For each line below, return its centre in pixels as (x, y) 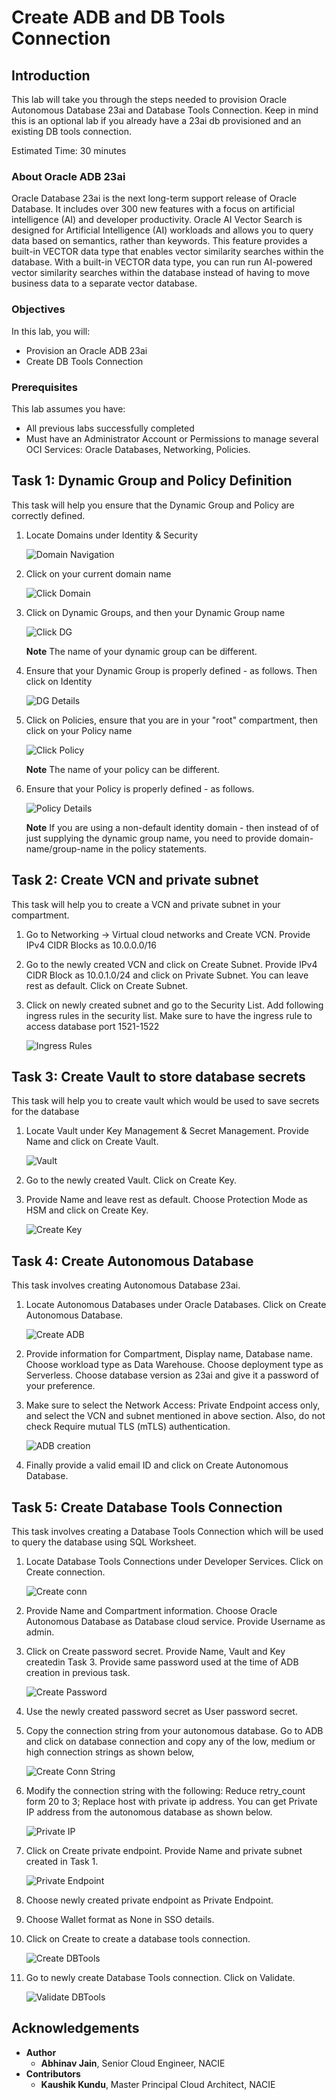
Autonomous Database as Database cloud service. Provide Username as (175, 1621)
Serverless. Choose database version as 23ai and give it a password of (172, 1375)
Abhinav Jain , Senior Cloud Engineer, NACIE (133, 2063)
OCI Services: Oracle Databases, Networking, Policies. (138, 449)
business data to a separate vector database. (104, 283)
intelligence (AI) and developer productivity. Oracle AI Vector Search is (157, 220)
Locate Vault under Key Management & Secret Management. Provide (167, 1131)
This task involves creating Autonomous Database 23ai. (126, 1285)
